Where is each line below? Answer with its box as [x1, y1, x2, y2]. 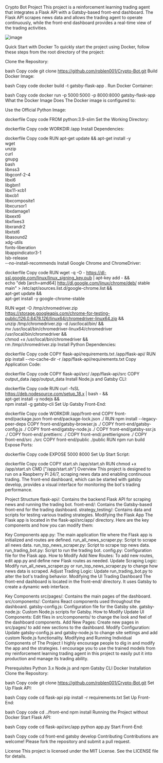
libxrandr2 [5, 224, 26, 230]
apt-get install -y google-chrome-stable [5, 296, 85, 301]
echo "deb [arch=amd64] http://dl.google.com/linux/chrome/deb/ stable [5, 280, 150, 286]
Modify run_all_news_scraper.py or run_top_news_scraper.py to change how [5, 563, 158, 569]
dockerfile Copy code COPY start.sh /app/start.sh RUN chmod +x [5, 461, 137, 466]
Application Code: [5, 362, 41, 367]
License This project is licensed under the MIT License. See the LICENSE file [5, 748, 159, 754]
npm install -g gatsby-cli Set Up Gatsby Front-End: [5, 401, 106, 407]
